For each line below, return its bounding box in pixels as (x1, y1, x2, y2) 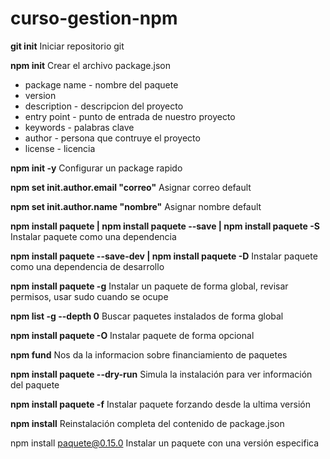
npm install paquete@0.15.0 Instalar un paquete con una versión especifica (10, 437, 320, 449)
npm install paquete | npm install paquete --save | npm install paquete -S (10, 220, 320, 232)
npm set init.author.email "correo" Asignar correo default (10, 181, 252, 193)
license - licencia (24, 142, 96, 154)
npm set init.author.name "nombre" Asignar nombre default (10, 200, 262, 212)
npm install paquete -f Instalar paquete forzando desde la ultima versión (10, 398, 311, 410)
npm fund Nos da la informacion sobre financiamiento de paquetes (10, 348, 288, 361)
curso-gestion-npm (10, 7, 178, 30)
